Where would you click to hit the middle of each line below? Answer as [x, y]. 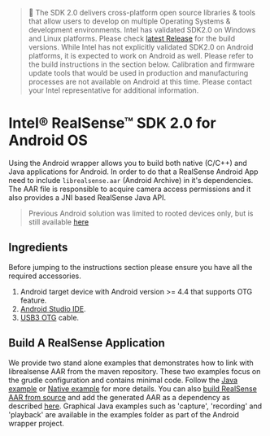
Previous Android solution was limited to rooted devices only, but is [141, 213]
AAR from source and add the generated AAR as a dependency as [119, 397]
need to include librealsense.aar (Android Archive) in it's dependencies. [131, 180]
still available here [59, 222]
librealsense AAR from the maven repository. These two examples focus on [135, 371]
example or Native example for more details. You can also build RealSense [133, 388]
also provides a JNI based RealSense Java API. [87, 197]
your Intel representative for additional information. [113, 90]
